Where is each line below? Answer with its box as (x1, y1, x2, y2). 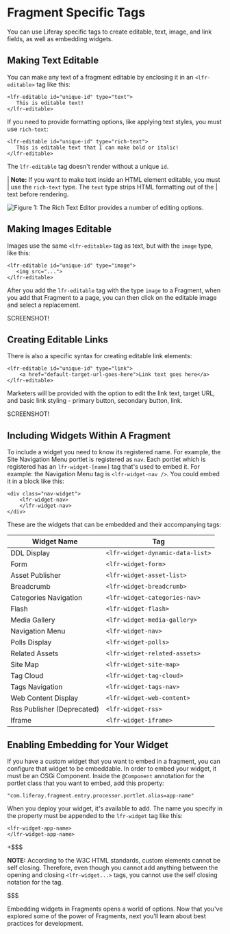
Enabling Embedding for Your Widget (7, 739, 169, 751)
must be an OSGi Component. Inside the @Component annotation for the (7, 772, 205, 780)
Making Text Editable (7, 55, 99, 67)
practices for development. (7, 920, 84, 927)
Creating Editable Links (7, 334, 108, 345)
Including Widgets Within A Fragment (7, 430, 171, 441)
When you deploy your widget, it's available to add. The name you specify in (7, 804, 223, 813)
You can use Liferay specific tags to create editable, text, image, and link (7, 27, 212, 36)
